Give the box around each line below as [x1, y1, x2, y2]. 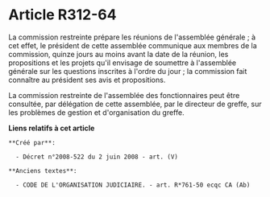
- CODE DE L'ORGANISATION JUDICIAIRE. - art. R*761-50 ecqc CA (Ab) [15, 181, 251, 189]
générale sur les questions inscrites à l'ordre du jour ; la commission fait [8, 66, 247, 76]
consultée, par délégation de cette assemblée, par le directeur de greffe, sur [8, 99, 262, 109]
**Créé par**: [8, 138, 56, 146]
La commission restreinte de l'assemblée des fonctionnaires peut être [8, 90, 240, 100]
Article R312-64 [8, 6, 117, 24]
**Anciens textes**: [8, 166, 78, 174]
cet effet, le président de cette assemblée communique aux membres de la [8, 40, 258, 50]
